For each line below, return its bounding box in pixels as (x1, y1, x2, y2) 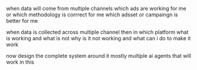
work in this (6, 58, 34, 65)
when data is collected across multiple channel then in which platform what (6, 29, 189, 36)
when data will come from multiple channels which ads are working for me (6, 5, 186, 12)
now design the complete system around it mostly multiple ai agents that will (6, 52, 191, 59)
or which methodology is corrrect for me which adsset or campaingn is (6, 11, 178, 18)
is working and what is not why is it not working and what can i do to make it (6, 35, 191, 41)
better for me (6, 17, 38, 24)
